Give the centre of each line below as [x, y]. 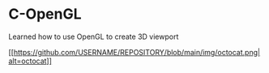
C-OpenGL [45, 14]
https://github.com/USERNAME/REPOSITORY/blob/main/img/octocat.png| [137, 52]
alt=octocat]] [30, 61]
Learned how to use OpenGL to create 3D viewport [94, 36]
